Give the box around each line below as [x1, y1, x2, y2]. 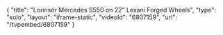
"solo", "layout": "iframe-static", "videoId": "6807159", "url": [6, 13, 178, 21]
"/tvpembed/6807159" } [6, 21, 75, 28]
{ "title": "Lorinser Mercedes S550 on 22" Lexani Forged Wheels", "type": [6, 6, 217, 14]
